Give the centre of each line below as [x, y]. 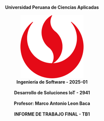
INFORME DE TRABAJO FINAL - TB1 [52, 114]
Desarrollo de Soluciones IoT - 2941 [52, 93]
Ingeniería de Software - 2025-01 [52, 82]
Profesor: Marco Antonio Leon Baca [52, 103]
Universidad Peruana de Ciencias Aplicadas [52, 7]
